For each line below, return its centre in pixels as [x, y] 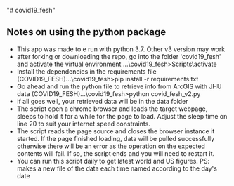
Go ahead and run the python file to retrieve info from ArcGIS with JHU [119, 86]
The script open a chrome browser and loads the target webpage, [112, 109]
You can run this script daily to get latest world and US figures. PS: [113, 161]
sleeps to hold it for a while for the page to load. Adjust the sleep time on [122, 116]
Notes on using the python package [86, 32]
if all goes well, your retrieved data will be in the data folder [102, 101]
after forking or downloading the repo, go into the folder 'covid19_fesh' [119, 56]
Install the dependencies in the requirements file [86, 71]
